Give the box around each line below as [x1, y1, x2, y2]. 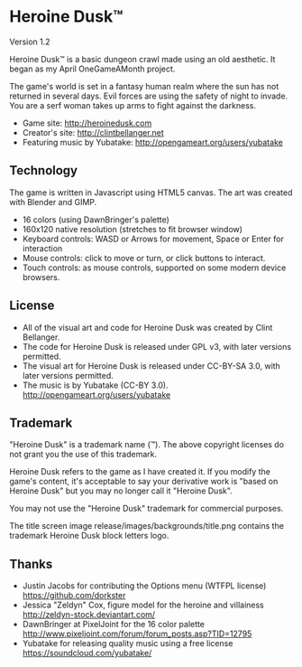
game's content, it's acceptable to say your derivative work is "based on [9, 476, 279, 487]
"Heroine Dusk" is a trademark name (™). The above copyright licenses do [9, 439, 285, 450]
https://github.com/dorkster [22, 590, 126, 601]
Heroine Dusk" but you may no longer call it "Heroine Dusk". [9, 485, 233, 496]
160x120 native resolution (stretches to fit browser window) [22, 223, 243, 234]
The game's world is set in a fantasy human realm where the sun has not [9, 80, 279, 91]
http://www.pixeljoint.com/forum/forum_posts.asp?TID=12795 [22, 628, 252, 639]
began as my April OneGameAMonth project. [9, 63, 176, 74]
